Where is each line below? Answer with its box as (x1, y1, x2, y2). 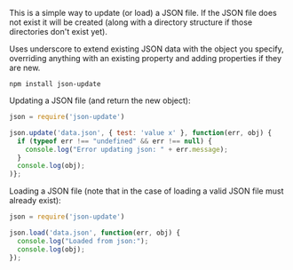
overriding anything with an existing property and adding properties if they (9, 53, 282, 63)
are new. (9, 62, 41, 73)
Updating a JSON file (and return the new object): (9, 95, 191, 106)
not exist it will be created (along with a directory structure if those (9, 17, 253, 28)
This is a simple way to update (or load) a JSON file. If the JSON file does (9, 8, 277, 18)
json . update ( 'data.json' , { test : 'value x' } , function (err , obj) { (9, 128, 273, 137)
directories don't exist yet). (9, 27, 108, 36)
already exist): (9, 195, 61, 206)
